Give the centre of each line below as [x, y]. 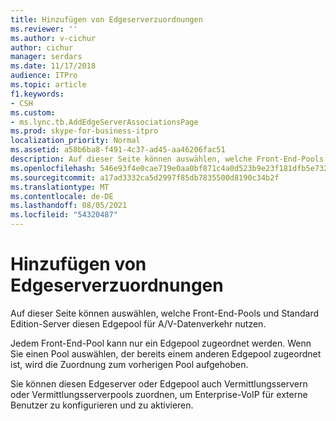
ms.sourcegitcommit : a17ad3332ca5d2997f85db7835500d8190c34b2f [145, 177]
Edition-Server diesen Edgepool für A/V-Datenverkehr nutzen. [138, 323]
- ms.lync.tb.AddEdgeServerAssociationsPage [104, 122]
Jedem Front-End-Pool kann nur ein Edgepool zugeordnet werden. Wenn [161, 343]
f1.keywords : [37, 94]
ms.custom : [33, 112]
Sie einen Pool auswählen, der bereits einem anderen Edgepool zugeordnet [166, 353]
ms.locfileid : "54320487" [64, 215]
